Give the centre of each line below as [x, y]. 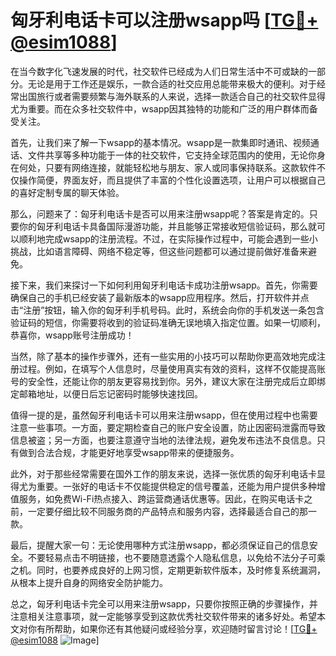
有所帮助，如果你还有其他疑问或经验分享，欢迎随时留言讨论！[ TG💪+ [177, 628]
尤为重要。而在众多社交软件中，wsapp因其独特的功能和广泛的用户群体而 [160, 108]
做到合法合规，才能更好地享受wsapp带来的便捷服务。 [129, 452]
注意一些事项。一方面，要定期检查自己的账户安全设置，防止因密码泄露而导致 [168, 427]
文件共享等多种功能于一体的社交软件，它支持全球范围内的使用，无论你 [172, 155]
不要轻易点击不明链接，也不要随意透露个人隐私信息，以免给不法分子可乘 [176, 557]
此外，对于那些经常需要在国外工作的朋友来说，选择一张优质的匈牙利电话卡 [163, 473]
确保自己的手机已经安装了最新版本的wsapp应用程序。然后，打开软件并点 [160, 297]
